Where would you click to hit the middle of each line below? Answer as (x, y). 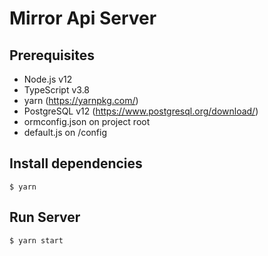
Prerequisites (52, 55)
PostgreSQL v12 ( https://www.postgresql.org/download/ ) (141, 111)
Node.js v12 (48, 79)
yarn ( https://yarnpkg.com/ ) (81, 100)
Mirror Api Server (83, 18)
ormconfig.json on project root (87, 121)
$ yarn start (36, 240)
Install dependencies (76, 163)
